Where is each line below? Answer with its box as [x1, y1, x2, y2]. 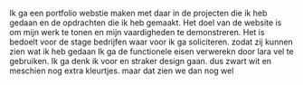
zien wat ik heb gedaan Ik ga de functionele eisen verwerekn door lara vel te [9, 46, 294, 57]
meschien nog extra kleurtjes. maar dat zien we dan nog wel [9, 65, 234, 76]
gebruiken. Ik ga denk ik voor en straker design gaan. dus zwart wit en [9, 56, 272, 66]
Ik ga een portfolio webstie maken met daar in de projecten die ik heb [9, 8, 268, 18]
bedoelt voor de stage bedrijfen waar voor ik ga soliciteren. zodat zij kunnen [9, 36, 294, 47]
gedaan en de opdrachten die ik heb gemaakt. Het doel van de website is [9, 17, 282, 28]
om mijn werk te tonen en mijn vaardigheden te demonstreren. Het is [9, 27, 265, 37]
